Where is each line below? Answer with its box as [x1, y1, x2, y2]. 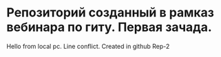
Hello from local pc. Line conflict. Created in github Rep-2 [6, 42, 170, 50]
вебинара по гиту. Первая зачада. [6, 19, 213, 35]
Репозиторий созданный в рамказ [6, 5, 214, 21]
